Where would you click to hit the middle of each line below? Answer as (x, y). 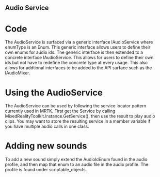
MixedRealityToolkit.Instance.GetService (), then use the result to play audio (80, 116)
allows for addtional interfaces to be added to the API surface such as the (79, 68)
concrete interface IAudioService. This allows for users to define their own (79, 58)
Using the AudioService (54, 93)
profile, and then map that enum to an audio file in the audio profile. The (77, 164)
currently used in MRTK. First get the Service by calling (60, 111)
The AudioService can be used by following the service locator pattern (76, 106)
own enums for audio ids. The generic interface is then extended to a (74, 52)
